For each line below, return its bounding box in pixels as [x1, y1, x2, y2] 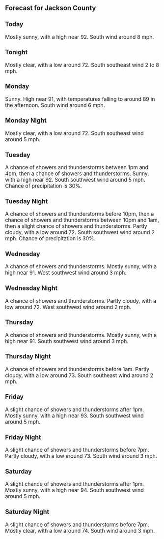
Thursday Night [5, 352, 51, 361]
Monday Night [5, 117, 47, 125]
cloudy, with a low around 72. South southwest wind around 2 [5, 229, 155, 236]
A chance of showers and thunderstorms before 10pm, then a [5, 211, 154, 218]
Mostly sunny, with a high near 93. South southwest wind [5, 412, 144, 419]
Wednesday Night [5, 284, 58, 292]
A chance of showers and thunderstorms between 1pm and [5, 164, 149, 171]
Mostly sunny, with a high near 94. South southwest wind [5, 487, 144, 494]
